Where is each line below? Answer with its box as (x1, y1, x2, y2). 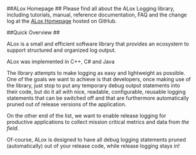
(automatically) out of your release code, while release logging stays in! (6, 143, 180, 149)
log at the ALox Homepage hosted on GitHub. (6, 18, 117, 24)
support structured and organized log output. (6, 47, 117, 54)
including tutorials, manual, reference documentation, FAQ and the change (6, 11, 187, 18)
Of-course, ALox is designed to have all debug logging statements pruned (6, 136, 186, 143)
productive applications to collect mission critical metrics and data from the (6, 118, 190, 126)
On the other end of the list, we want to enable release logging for (6, 112, 167, 119)
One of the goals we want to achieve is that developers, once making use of (6, 76, 191, 83)
